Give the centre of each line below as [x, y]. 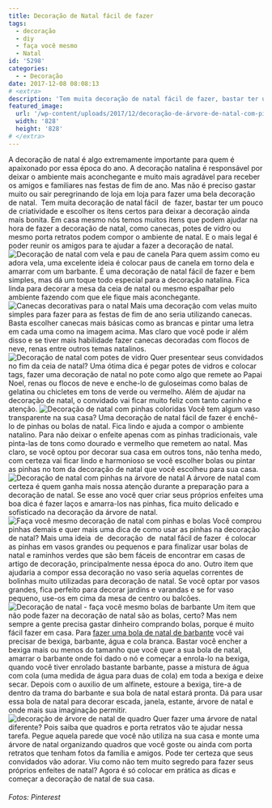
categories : [28, 69]
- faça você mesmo [47, 46]
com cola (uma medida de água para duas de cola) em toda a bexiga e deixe [136, 675]
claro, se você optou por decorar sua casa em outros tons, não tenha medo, [135, 452]
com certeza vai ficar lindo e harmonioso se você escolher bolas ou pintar [132, 460]
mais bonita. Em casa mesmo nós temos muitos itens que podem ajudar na [133, 219]
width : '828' [38, 121]
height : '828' [39, 129]
